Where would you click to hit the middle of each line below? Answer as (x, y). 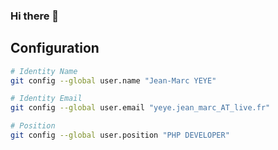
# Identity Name (44, 71)
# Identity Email (46, 99)
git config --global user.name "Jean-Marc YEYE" (113, 80)
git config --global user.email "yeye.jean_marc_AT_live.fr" (140, 108)
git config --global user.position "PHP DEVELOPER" (120, 135)
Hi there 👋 (35, 16)
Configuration (55, 48)
